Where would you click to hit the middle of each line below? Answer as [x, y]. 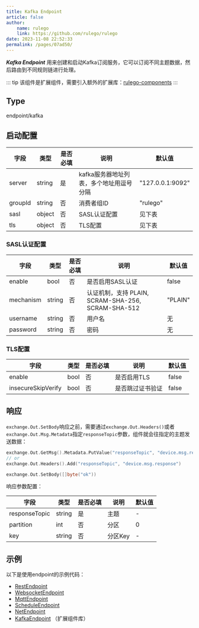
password [23, 329]
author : [16, 23]
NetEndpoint [30, 611]
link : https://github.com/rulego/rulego [67, 34]
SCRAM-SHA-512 [113, 307]
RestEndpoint [31, 587]
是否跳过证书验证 [139, 389]
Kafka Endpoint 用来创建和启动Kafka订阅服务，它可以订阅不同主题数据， [96, 62]
